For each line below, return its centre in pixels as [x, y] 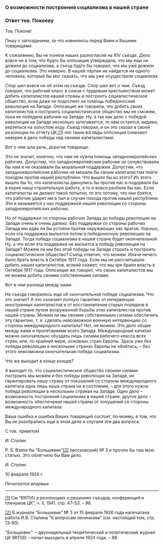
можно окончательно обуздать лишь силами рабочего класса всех [76, 336]
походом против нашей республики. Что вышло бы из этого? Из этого [78, 177]
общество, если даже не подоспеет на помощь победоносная [70, 101]
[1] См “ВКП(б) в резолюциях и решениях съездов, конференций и [75, 498]
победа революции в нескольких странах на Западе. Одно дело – [74, 391]
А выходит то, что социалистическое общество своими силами [72, 371]
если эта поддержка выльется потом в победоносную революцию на [78, 234]
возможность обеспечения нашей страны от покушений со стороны [77, 402]
